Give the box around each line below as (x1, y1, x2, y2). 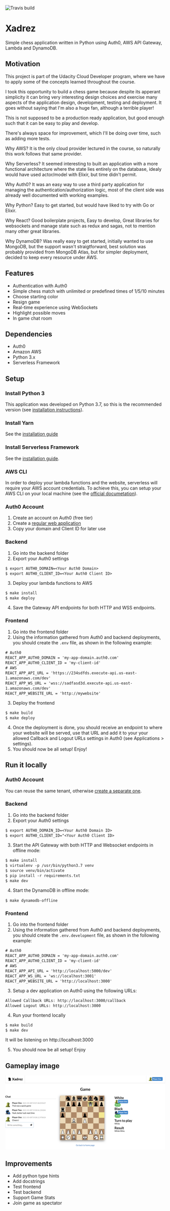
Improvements (5, 1159, 52, 1168)
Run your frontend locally (12, 1012, 66, 1018)
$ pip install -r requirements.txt (5, 873, 81, 878)
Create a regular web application (12, 520, 81, 526)
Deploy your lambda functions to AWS (12, 580, 92, 586)
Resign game (12, 299, 41, 305)
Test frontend (12, 1183, 42, 1190)
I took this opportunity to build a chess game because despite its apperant (5, 88, 161, 94)
